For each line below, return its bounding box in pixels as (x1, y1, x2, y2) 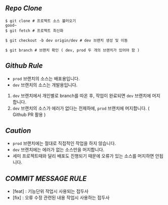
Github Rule (5, 62, 43, 70)
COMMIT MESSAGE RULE (5, 174, 87, 183)
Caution (5, 126, 31, 135)
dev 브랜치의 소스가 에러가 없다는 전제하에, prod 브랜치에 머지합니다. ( (12, 105, 150, 111)
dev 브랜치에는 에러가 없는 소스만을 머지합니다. (12, 146, 104, 153)
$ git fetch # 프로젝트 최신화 (5, 28, 64, 33)
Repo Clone (5, 4, 42, 13)
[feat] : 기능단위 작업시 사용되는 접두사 (12, 188, 89, 194)
